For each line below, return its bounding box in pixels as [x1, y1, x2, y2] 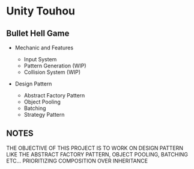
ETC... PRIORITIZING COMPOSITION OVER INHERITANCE [6, 157, 148, 164]
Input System [23, 56, 57, 63]
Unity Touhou [6, 4, 76, 18]
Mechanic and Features [14, 44, 74, 51]
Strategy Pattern [23, 111, 65, 118]
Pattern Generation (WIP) [23, 62, 86, 69]
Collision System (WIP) [23, 69, 81, 76]
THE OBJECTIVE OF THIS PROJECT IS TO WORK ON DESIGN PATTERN [6, 144, 183, 152]
